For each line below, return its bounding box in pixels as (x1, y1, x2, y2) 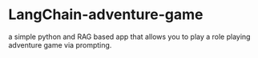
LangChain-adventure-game (8, 6, 204, 24)
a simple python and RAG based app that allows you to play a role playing (8, 32, 251, 41)
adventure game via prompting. (8, 40, 112, 49)
